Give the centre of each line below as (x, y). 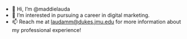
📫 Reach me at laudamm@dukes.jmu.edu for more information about (96, 22)
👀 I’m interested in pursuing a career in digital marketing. (80, 15)
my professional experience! (46, 30)
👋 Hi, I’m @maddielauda (41, 9)
